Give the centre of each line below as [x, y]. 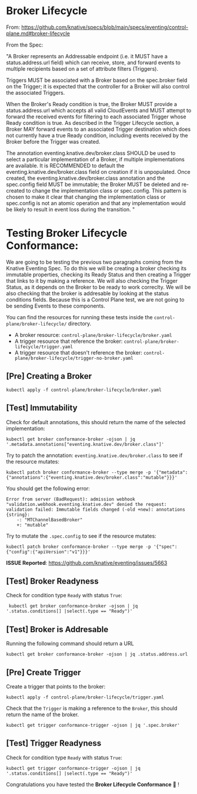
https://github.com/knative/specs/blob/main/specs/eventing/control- [105, 27]
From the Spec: [25, 45]
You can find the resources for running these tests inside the [79, 317]
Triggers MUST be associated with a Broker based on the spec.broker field [97, 80]
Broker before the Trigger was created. [53, 141]
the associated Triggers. [36, 92]
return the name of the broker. [43, 714]
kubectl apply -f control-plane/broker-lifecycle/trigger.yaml [85, 697]
